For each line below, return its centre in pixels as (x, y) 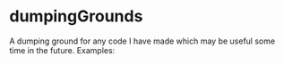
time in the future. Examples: (62, 50)
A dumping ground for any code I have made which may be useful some (142, 41)
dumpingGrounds (76, 16)
